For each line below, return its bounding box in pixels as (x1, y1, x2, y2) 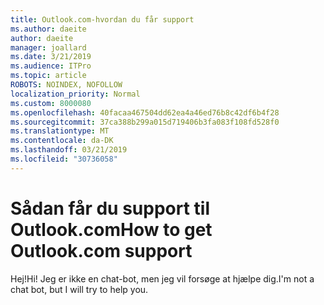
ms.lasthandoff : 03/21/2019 (10, 145, 128, 155)
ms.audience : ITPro (10, 61, 92, 71)
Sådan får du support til (10, 197, 211, 220)
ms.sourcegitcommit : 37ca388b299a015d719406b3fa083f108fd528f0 (10, 117, 280, 127)
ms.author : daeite (10, 24, 87, 34)
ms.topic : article (10, 71, 87, 81)
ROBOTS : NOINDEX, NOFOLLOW (10, 80, 123, 90)
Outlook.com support (10, 239, 193, 262)
